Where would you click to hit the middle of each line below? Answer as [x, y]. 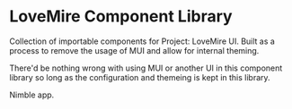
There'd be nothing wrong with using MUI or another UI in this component [146, 68]
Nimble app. [32, 95]
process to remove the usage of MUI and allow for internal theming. [134, 50]
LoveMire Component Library [121, 17]
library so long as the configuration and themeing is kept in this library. [140, 77]
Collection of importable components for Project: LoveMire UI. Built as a [142, 41]
